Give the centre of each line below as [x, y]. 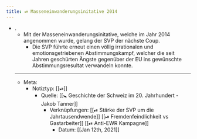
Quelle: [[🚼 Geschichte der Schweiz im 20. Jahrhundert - [110, 95]
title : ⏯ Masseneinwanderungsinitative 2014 [62, 11]
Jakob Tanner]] [59, 103]
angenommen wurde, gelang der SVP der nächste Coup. [91, 40]
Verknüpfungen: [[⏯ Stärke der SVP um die [102, 110]
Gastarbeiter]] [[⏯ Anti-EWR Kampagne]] [99, 123]
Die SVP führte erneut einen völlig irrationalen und [93, 47]
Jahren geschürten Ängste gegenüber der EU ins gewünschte [107, 59]
